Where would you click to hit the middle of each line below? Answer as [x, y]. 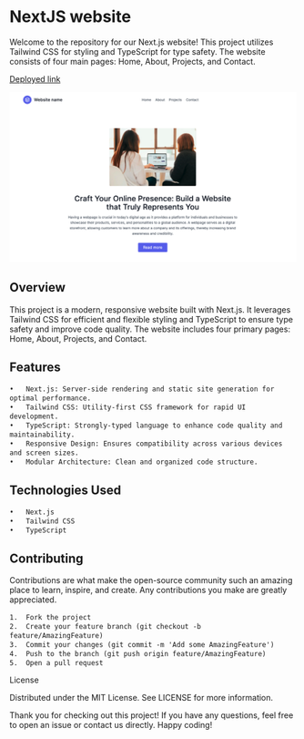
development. [34, 416]
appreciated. [33, 600]
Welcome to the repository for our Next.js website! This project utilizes [142, 42]
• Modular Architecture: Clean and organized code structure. [134, 462]
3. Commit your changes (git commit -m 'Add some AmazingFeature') [142, 644]
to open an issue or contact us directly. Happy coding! [111, 724]
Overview [38, 287]
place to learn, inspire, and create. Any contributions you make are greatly [148, 590]
